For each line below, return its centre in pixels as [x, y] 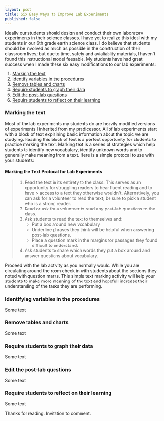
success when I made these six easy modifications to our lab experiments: [81, 64]
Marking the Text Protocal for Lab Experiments [54, 172]
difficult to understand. [55, 245]
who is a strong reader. [48, 203]
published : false [23, 19]
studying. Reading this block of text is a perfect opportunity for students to [81, 139]
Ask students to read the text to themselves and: [73, 219]
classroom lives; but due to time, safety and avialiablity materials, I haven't [80, 54]
